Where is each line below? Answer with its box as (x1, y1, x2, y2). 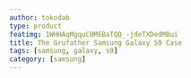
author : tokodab (9, 13, 70, 22)
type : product (9, 22, 63, 30)
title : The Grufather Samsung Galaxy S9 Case (9, 38, 182, 48)
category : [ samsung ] (9, 55, 87, 64)
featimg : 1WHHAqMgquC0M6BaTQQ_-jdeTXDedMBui (9, 30, 178, 39)
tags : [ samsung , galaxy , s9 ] (9, 47, 118, 56)
